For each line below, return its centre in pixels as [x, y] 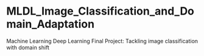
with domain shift [28, 47]
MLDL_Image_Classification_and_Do [100, 11]
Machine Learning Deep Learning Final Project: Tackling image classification [102, 41]
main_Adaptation [51, 24]
